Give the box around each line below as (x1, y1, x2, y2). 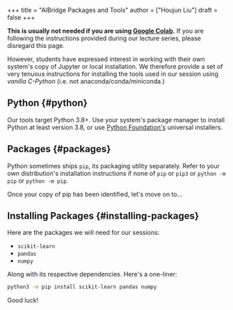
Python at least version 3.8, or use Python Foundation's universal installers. (7, 123, 223, 131)
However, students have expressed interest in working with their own (7, 55, 205, 63)
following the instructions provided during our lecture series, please (7, 34, 202, 42)
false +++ (7, 13, 35, 22)
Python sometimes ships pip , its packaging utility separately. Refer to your (7, 161, 220, 170)
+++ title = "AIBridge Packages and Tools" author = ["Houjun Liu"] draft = (7, 6, 218, 14)
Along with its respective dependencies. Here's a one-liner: (7, 270, 177, 279)
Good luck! (7, 296, 39, 304)
